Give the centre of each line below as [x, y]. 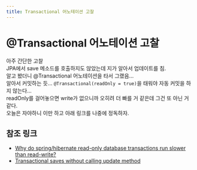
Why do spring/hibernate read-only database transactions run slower [100, 148]
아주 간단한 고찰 [25, 61]
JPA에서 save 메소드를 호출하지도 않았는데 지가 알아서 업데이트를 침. [86, 68]
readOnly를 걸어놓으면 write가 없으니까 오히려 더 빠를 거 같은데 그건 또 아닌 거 [98, 98]
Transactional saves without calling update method [78, 161]
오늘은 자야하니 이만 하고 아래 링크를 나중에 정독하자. [68, 113]
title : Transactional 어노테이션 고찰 [50, 12]
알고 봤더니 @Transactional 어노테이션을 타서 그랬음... [70, 76]
